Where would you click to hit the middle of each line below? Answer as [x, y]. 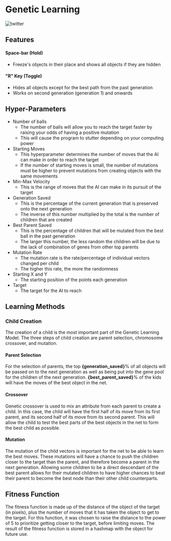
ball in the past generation [48, 236]
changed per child [39, 263]
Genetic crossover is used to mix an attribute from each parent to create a [83, 406]
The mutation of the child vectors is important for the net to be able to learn [85, 451]
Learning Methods [35, 306]
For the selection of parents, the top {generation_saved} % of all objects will [86, 366]
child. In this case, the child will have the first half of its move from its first [83, 411]
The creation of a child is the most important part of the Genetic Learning [82, 333]
